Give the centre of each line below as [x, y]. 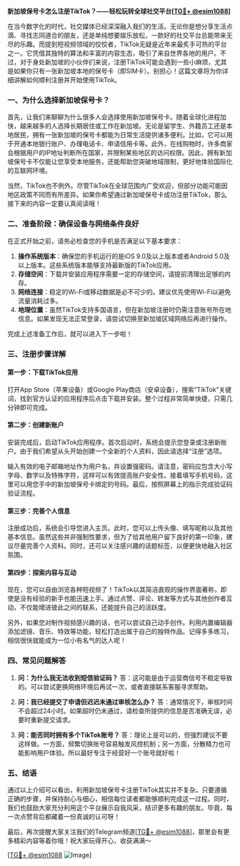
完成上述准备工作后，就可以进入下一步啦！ [70, 333]
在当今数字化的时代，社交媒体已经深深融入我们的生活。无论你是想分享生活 [117, 26]
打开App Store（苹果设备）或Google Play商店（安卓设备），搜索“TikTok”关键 [120, 389]
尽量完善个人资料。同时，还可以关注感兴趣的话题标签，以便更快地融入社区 [123, 546]
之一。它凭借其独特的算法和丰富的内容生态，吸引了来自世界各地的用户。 [114, 53]
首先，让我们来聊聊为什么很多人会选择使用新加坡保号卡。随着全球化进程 [114, 117]
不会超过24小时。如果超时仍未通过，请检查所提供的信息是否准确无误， [122, 710]
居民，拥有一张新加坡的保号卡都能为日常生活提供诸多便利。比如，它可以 [120, 135]
